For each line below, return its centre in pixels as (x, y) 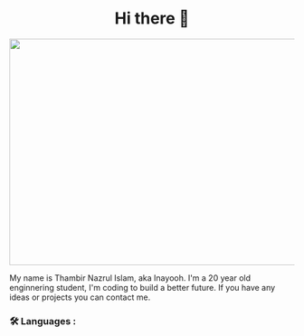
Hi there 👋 (152, 19)
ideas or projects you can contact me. (80, 297)
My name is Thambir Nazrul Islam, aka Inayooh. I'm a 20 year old (130, 278)
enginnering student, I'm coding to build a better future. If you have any (142, 287)
